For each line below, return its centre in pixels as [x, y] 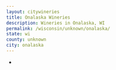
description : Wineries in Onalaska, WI [56, 23]
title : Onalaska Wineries [38, 17]
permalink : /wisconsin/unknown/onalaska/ [58, 28]
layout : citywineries [33, 12]
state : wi [18, 34]
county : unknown [26, 39]
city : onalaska [25, 45]
